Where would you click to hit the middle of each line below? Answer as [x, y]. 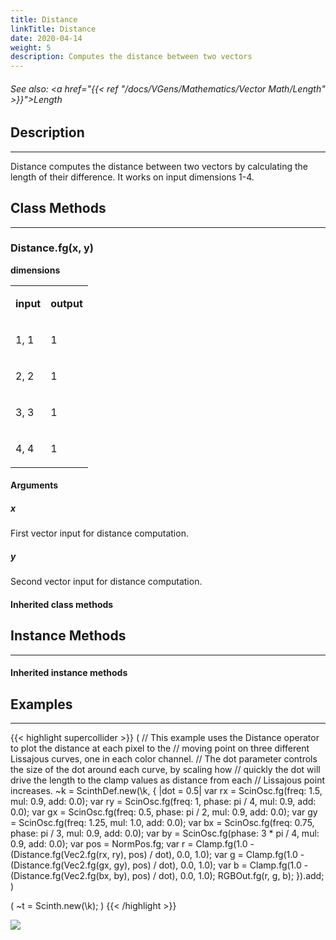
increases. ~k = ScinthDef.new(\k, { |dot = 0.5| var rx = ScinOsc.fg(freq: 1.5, [166, 791]
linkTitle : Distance [53, 29]
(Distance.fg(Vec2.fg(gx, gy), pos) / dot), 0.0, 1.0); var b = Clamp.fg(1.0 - [159, 865]
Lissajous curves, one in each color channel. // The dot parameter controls [164, 759]
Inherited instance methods [69, 673]
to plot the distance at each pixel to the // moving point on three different [160, 748]
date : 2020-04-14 [46, 38]
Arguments [34, 485]
